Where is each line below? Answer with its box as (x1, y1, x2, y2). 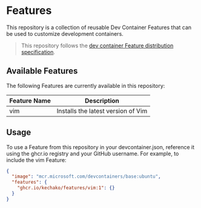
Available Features (6, 66, 78, 76)
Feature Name (9, 96, 51, 105)
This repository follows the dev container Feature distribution (21, 42, 174, 49)
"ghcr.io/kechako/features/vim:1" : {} (17, 185, 115, 191)
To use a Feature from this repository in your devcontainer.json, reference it (6, 143, 195, 150)
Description (84, 96, 119, 105)
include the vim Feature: (6, 156, 67, 164)
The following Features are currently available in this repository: (6, 82, 165, 89)
